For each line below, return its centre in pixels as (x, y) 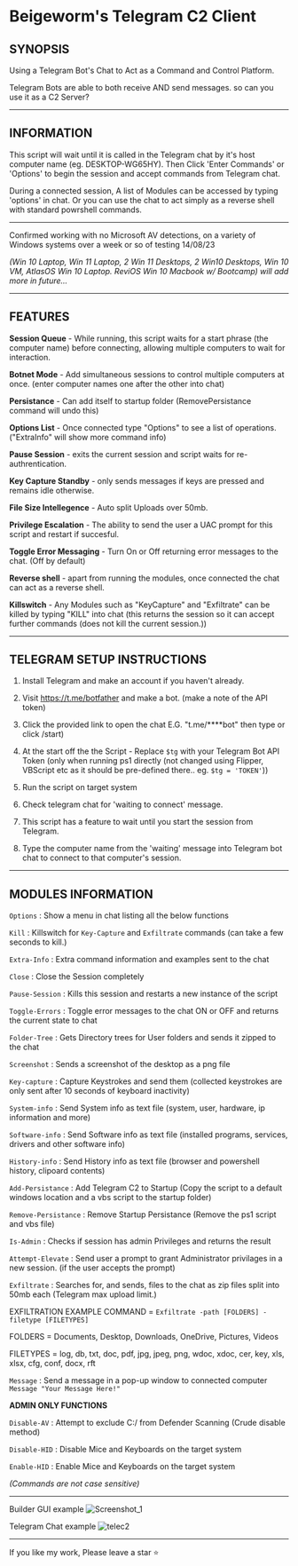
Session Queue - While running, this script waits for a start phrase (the (139, 338)
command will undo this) (54, 410)
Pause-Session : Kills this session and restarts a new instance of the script (144, 994)
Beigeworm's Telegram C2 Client (133, 16)
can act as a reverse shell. (57, 587)
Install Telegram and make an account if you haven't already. (133, 681)
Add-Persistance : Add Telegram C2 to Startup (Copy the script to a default (146, 1188)
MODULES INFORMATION (81, 894)
